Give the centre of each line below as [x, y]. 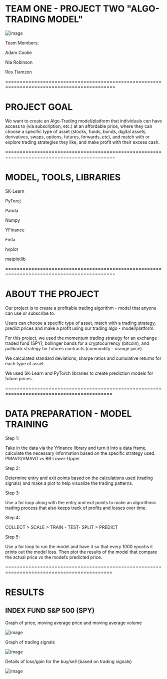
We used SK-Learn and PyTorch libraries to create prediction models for [79, 373]
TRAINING [27, 424]
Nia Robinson [19, 62]
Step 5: [12, 537]
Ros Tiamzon [19, 72]
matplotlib [15, 259]
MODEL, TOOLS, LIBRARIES [63, 177]
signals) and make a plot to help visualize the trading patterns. [69, 483]
